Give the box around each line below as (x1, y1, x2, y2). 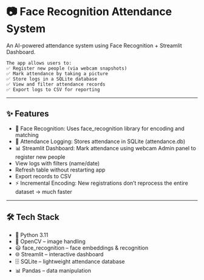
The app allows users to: (6, 60, 72, 66)
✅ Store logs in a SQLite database (6, 76, 98, 82)
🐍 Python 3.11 (15, 231, 49, 238)
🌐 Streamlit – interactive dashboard (15, 250, 104, 258)
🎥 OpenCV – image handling (15, 238, 86, 245)
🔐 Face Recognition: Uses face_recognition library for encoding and (15, 125, 185, 132)
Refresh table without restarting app (15, 166, 106, 173)
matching (15, 131, 39, 138)
